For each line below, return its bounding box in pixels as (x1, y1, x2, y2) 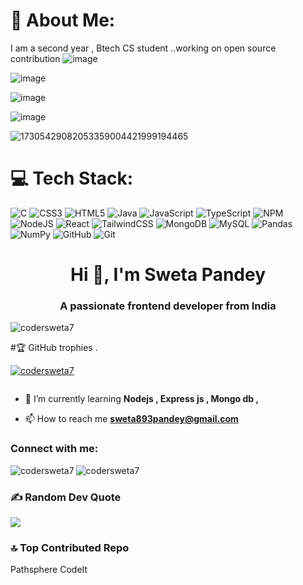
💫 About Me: (10, 9, 116, 32)
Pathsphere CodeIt (10, 564, 88, 576)
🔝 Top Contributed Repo (10, 540, 130, 554)
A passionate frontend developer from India (59, 299, 277, 313)
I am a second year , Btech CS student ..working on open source (10, 42, 277, 54)
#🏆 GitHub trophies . (10, 342, 98, 354)
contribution (10, 52, 61, 64)
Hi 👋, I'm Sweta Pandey (69, 264, 267, 286)
